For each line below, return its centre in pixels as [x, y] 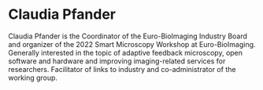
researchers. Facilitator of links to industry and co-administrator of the [122, 69]
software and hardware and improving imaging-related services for [117, 61]
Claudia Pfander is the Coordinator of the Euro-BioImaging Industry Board [128, 36]
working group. [33, 77]
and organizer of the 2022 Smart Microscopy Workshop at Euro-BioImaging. [132, 44]
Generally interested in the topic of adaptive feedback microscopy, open [125, 52]
